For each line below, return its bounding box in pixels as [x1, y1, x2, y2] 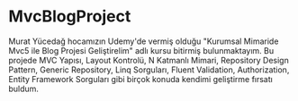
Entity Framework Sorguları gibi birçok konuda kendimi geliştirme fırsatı [8, 73, 274, 84]
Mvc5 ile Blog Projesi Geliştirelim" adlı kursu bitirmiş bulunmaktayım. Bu [8, 45, 275, 55]
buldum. [8, 83, 40, 94]
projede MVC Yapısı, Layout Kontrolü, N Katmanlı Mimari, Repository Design [8, 55, 289, 65]
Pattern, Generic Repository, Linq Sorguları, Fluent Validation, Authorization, [8, 64, 290, 75]
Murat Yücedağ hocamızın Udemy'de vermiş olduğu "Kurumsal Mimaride [8, 36, 279, 46]
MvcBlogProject [8, 6, 131, 27]
